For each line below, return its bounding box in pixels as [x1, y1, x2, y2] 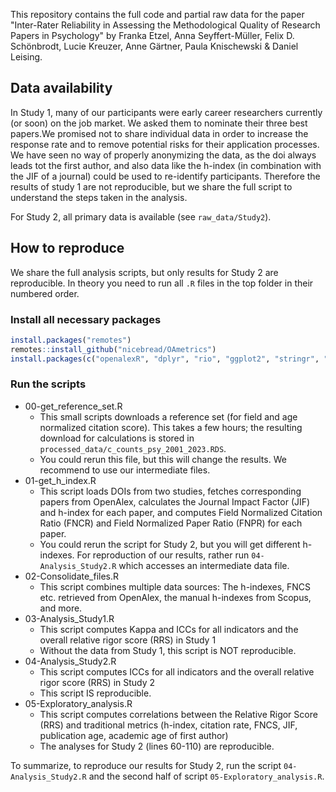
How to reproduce [10, 240, 125, 257]
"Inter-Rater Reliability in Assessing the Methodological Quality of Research [10, 19, 321, 31]
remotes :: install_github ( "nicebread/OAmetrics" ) [10, 344, 217, 354]
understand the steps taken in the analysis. [10, 191, 188, 203]
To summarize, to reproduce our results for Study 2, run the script [10, 759, 282, 771]
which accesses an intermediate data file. [118, 559, 290, 571]
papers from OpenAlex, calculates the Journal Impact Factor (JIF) [39, 495, 311, 508]
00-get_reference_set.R [24, 400, 123, 412]
